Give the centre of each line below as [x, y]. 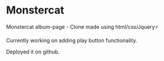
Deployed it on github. [33, 52]
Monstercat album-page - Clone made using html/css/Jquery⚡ [82, 26]
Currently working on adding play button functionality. [72, 40]
